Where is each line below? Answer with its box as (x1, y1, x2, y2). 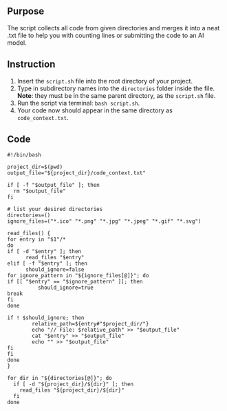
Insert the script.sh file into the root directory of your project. (17, 77, 193, 85)
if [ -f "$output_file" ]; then (7, 182, 100, 189)
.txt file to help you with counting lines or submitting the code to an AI (7, 31, 204, 39)
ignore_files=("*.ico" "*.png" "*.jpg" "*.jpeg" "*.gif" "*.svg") (7, 218, 202, 225)
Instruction (7, 59, 56, 70)
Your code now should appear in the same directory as (17, 106, 173, 114)
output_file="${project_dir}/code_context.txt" (7, 170, 147, 177)
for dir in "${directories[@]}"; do (7, 375, 112, 382)
